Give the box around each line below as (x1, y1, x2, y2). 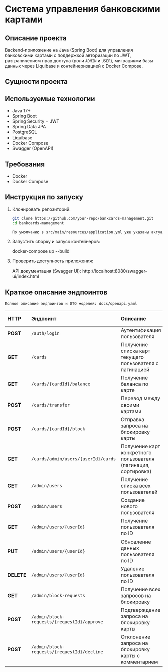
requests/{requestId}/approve (31, 619, 103, 625)
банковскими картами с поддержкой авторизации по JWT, (5, 52, 131, 58)
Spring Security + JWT (12, 118, 60, 124)
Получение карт (120, 443, 160, 450)
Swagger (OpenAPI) (12, 145, 54, 151)
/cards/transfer (31, 402, 70, 408)
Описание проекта (5, 34, 67, 42)
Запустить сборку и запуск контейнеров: (12, 239, 101, 245)
